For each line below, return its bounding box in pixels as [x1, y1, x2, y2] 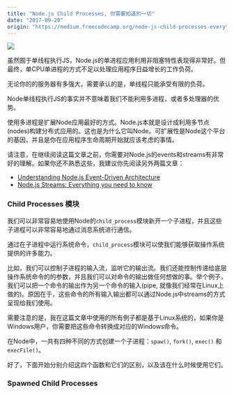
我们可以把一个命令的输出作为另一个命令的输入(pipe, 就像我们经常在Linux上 [7, 281, 224, 290]
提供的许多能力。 [7, 248, 56, 257]
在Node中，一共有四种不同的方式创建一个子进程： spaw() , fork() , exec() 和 [7, 336, 222, 345]
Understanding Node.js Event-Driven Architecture [17, 173, 160, 181]
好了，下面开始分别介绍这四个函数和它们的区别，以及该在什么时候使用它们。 [7, 360, 227, 368]
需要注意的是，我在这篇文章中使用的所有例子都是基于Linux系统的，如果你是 [7, 313, 224, 322]
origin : [7, 23, 30, 30]
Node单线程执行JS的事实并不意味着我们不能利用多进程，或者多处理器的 [7, 95, 214, 103]
